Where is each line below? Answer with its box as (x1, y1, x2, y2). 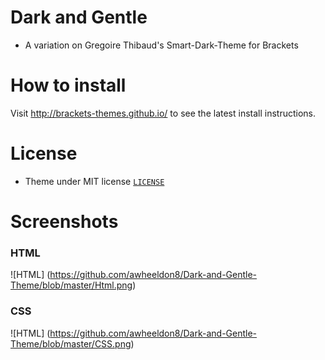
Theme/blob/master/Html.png (10, 279, 133, 291)
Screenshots (10, 211, 119, 233)
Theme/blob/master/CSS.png (10, 337, 132, 350)
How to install (10, 74, 127, 97)
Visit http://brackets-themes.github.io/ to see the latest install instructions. (10, 107, 317, 119)
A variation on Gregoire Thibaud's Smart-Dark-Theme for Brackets (24, 39, 299, 51)
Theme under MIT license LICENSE (24, 175, 165, 187)
